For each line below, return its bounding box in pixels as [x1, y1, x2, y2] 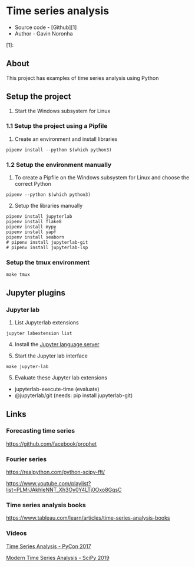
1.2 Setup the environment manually [6, 160, 112, 169]
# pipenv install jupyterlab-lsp [6, 244, 88, 251]
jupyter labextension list [6, 330, 72, 337]
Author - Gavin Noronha [14, 30, 73, 37]
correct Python [14, 181, 51, 188]
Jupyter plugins [6, 288, 66, 298]
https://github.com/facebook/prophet [6, 440, 97, 447]
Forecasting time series [6, 427, 75, 435]
